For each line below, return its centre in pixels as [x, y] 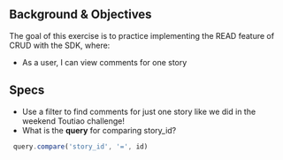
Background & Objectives [80, 15]
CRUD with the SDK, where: [60, 45]
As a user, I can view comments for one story [104, 62]
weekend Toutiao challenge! [73, 121]
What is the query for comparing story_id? [99, 130]
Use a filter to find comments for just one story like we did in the [139, 111]
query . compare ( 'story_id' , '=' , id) [80, 146]
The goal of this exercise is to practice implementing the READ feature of [142, 35]
